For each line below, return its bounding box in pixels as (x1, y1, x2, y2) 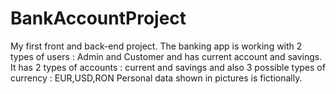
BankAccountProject (10, 7, 187, 30)
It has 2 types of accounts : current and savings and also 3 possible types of (10, 61, 326, 73)
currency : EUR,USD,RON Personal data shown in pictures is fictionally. (10, 72, 303, 84)
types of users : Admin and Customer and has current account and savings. (10, 50, 323, 62)
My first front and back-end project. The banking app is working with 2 (10, 40, 303, 52)
